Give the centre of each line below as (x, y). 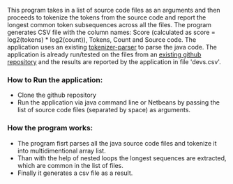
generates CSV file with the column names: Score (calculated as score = (112, 32)
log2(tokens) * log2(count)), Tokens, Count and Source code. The (102, 40)
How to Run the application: (55, 79)
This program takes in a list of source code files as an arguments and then (114, 10)
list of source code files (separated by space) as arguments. (104, 110)
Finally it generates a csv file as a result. (75, 173)
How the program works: (50, 128)
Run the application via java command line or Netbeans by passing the (118, 102)
